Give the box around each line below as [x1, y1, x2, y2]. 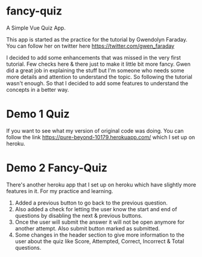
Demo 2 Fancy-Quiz [6, 161, 107, 175]
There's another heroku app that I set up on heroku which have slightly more [6, 181, 197, 188]
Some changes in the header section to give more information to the [14, 231, 185, 238]
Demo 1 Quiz [6, 107, 70, 121]
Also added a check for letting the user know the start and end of [14, 205, 177, 212]
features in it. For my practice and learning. [6, 187, 113, 194]
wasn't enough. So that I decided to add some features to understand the [6, 80, 189, 87]
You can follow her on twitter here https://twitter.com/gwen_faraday [6, 42, 175, 49]
